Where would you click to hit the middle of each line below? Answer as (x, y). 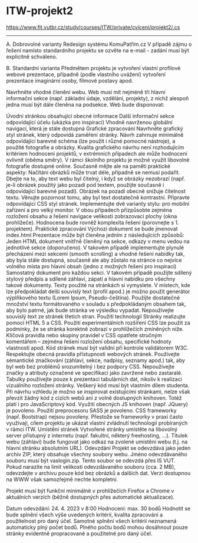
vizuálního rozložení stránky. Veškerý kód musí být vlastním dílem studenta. (98, 385)
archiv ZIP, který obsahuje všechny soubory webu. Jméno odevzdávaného (97, 454)
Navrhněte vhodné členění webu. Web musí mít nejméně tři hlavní (86, 92)
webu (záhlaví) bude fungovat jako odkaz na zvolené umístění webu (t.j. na (97, 442)
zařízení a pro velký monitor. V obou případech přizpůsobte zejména (89, 210)
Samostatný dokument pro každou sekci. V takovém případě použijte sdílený (99, 272)
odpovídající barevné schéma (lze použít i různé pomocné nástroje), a (91, 141)
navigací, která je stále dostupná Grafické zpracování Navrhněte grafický (95, 129)
